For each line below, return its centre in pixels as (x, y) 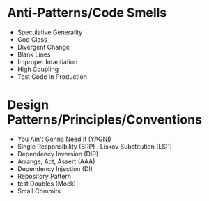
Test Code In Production (52, 76)
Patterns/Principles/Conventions (104, 120)
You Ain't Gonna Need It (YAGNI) (64, 139)
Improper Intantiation (47, 61)
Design (28, 105)
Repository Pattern (44, 176)
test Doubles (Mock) (47, 184)
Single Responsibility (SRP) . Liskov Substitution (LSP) (95, 146)
